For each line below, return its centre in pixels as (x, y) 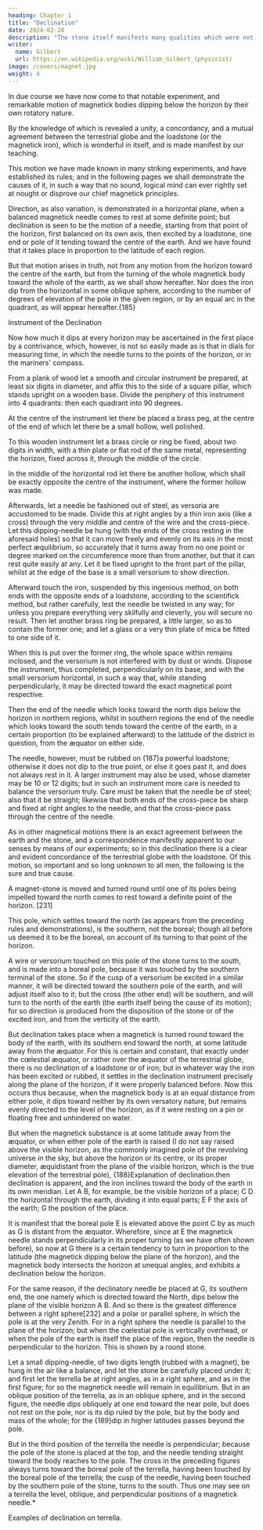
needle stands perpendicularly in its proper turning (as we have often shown (131, 1240)
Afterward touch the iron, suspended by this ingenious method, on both (123, 587)
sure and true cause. (41, 873)
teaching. (23, 153)
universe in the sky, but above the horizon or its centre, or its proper (118, 1158)
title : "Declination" (43, 23)
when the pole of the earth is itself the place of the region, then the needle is (131, 1338)
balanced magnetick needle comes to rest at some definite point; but (119, 217)
